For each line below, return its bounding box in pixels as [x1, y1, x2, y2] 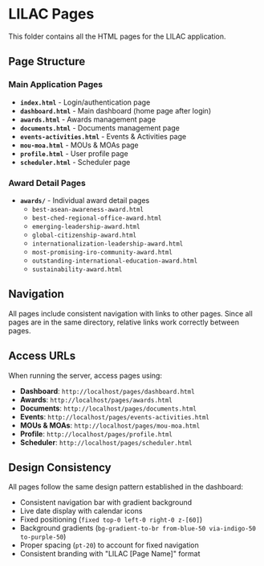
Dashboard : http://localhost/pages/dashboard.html [19, 386, 195, 395]
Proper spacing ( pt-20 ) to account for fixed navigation [19, 540, 199, 550]
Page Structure [8, 55, 86, 68]
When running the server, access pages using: [8, 370, 163, 380]
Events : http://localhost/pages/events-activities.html [19, 411, 210, 421]
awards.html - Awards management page [19, 114, 156, 124]
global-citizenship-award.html [31, 231, 137, 239]
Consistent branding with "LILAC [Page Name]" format [19, 549, 201, 559]
